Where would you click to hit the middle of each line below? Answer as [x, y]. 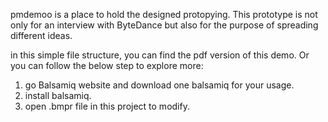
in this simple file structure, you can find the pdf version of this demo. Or [160, 55]
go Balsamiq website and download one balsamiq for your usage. [159, 85]
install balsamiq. [58, 95]
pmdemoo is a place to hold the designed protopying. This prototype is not [164, 14]
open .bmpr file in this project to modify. [107, 106]
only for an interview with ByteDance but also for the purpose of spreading [164, 25]
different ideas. [41, 35]
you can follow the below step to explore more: [107, 65]
